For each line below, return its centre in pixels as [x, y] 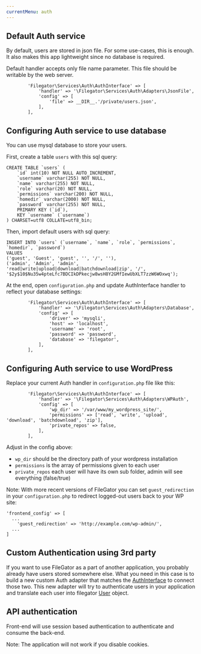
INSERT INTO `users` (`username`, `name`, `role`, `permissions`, [91, 243]
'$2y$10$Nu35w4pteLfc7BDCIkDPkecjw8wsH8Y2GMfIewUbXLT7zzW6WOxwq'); [92, 274]
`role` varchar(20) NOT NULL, [55, 189]
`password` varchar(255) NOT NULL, [61, 205]
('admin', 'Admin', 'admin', [43, 264]
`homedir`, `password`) [36, 248]
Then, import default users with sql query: [58, 231]
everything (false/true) [43, 478]
